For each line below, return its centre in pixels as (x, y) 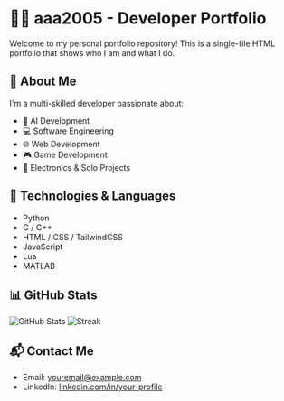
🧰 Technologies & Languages (93, 196)
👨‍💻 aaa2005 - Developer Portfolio (138, 19)
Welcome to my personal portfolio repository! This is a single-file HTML (142, 43)
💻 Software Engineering (68, 131)
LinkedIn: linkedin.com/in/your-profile (92, 387)
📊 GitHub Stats (53, 295)
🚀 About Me (43, 82)
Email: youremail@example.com (82, 378)
